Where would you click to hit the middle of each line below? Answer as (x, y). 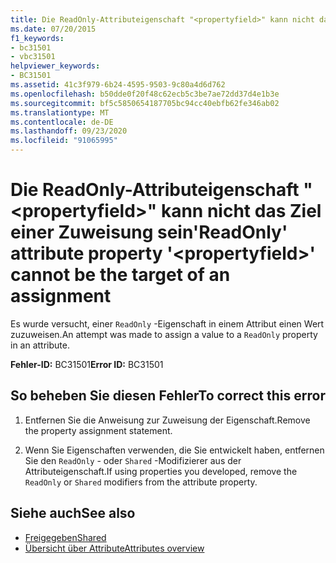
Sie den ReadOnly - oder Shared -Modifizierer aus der (133, 460)
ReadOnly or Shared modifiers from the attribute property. (141, 482)
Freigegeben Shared (65, 537)
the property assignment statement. (98, 430)
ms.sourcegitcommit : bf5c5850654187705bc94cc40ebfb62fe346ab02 (145, 103)
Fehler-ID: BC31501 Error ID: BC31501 (87, 364)
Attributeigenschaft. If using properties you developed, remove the (161, 471)
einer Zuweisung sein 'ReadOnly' (149, 232)
